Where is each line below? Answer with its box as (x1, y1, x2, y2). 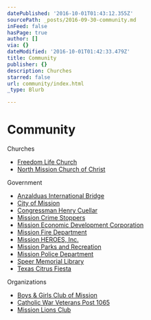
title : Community (7, 55, 57, 62)
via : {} (7, 42, 30, 49)
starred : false (7, 73, 51, 81)
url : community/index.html (7, 80, 84, 87)
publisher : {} (7, 61, 48, 68)
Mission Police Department (16, 250, 94, 258)
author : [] (7, 36, 38, 42)
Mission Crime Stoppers (16, 214, 86, 222)
